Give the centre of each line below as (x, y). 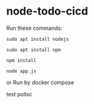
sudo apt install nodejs (38, 39)
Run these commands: (34, 28)
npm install (21, 60)
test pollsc (19, 94)
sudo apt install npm (34, 50)
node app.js (21, 71)
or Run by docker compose (40, 82)
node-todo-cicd (47, 11)
